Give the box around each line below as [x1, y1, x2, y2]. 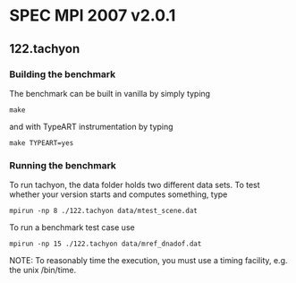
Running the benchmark [9, 159, 116, 171]
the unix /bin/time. [9, 265, 77, 276]
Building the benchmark [9, 68, 116, 81]
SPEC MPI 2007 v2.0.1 [9, 5, 176, 26]
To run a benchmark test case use [9, 222, 136, 233]
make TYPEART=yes [9, 138, 74, 148]
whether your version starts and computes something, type [9, 189, 228, 200]
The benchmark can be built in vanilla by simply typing [9, 88, 211, 99]
